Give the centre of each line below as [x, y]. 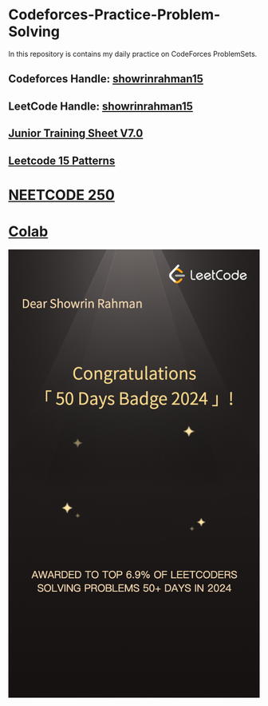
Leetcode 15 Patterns [62, 160]
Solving [34, 32]
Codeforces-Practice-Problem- [114, 15]
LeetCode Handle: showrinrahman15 [101, 106]
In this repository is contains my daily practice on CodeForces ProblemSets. [133, 54]
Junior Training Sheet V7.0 [76, 134]
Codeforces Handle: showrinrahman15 [106, 79]
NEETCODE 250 [62, 195]
